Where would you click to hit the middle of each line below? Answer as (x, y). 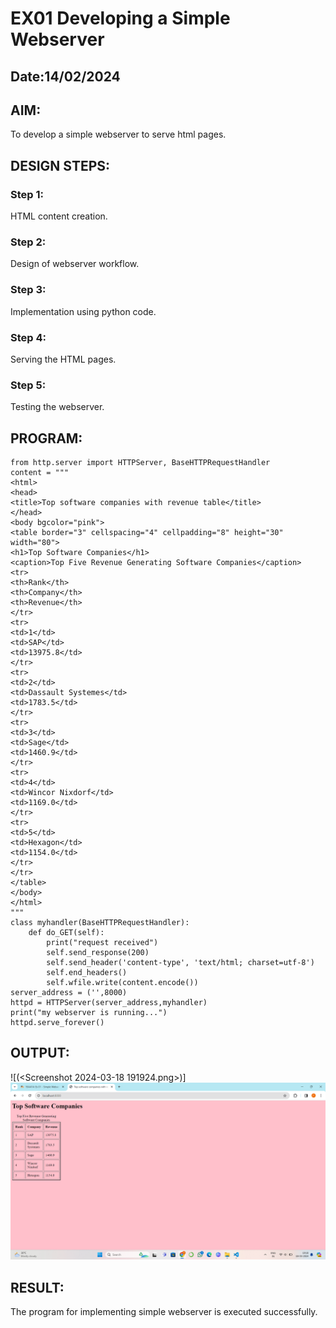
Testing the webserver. (57, 407)
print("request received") (102, 943)
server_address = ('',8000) (69, 993)
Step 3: (28, 290)
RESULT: (37, 1287)
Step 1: (27, 194)
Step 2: (28, 242)
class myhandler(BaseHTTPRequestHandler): (100, 923)
